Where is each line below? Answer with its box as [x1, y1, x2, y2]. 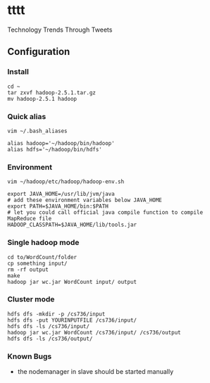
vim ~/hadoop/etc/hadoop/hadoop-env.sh [7, 178, 125, 185]
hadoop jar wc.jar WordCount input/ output [7, 278, 137, 285]
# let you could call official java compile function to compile [7, 209, 203, 216]
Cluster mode [7, 294, 55, 304]
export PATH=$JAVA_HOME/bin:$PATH [7, 203, 109, 210]
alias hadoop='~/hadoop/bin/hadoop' [7, 139, 115, 146]
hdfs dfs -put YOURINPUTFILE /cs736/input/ [7, 316, 137, 324]
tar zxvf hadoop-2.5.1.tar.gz [7, 89, 97, 96]
